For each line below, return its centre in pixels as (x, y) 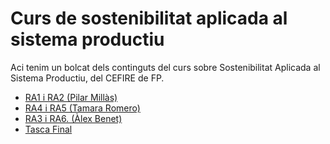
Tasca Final (48, 129)
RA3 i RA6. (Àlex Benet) (73, 118)
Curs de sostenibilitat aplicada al (149, 18)
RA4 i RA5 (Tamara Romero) (82, 108)
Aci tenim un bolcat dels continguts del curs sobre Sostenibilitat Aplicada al (165, 67)
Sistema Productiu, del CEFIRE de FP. (87, 78)
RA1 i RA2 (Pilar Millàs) (71, 97)
